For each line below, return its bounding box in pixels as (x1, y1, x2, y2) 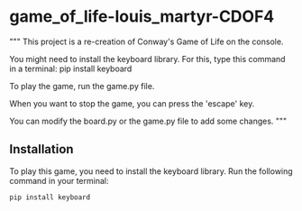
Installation (9, 142, 74, 157)
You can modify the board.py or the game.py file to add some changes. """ (9, 115, 288, 126)
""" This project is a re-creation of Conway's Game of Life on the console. (9, 36, 284, 47)
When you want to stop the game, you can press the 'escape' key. (9, 97, 255, 109)
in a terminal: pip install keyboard (9, 63, 133, 74)
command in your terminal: (9, 175, 109, 186)
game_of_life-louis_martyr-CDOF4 (9, 6, 275, 27)
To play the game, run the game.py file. (9, 80, 155, 91)
